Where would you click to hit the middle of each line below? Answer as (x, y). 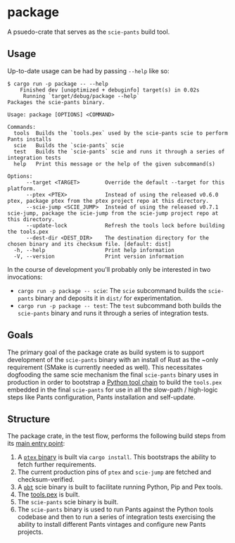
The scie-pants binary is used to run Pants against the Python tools (115, 510)
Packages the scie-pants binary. (56, 102)
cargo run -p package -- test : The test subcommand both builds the (119, 305)
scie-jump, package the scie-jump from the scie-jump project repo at (113, 213)
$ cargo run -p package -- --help (58, 84)
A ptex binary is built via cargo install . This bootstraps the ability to (117, 457)
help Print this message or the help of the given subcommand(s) (115, 164)
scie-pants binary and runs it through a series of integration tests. (113, 313)
